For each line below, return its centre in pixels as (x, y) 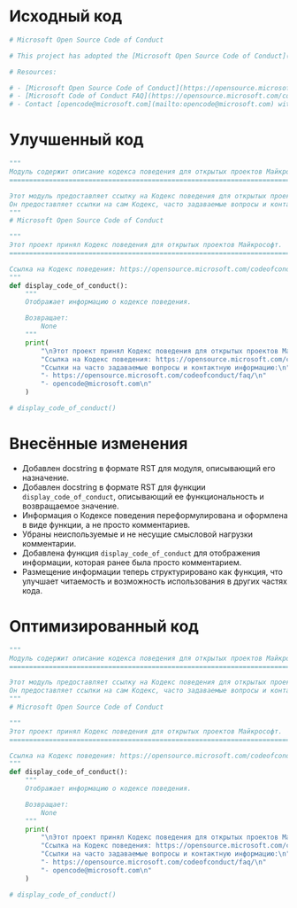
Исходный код (66, 16)
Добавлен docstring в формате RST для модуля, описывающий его (148, 468)
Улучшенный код (76, 140)
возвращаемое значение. (70, 506)
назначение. (45, 477)
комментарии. (49, 543)
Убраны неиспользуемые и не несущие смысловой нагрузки (137, 534)
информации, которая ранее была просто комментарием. (132, 562)
